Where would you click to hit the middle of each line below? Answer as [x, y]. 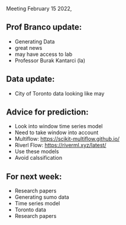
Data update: [30, 79]
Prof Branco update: [44, 27]
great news [28, 47]
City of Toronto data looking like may [59, 93]
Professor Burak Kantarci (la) [50, 60]
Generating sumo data [42, 197]
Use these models [37, 151]
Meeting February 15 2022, [39, 9]
